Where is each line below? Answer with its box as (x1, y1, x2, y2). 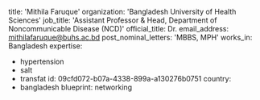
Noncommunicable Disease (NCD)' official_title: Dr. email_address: (8, 24, 229, 33)
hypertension (19, 56, 64, 66)
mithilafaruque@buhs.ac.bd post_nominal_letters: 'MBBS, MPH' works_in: (8, 32, 253, 42)
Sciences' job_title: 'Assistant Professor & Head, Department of (8, 15, 217, 25)
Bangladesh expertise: (8, 41, 83, 51)
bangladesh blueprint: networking (19, 82, 133, 92)
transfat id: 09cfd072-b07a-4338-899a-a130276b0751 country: (19, 74, 232, 83)
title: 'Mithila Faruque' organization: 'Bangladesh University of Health (8, 7, 237, 16)
